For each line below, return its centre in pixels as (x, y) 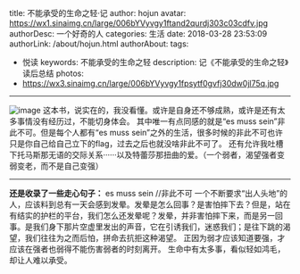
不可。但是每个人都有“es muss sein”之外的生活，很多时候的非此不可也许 (150, 133)
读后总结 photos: (53, 73)
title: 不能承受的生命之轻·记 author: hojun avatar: (98, 13)
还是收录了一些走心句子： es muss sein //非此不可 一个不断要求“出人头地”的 (149, 193)
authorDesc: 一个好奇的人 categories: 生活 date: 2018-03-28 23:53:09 (138, 33)
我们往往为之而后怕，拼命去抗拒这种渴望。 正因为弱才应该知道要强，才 (155, 238)
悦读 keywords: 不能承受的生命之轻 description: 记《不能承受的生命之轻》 (155, 62)
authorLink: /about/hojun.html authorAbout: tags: (99, 44)
